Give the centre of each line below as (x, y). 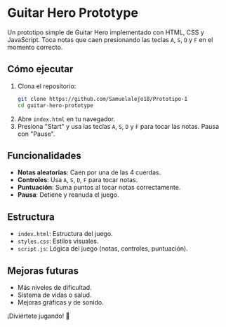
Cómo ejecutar (40, 69)
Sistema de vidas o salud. (54, 295)
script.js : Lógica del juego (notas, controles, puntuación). (102, 249)
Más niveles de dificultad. (55, 287)
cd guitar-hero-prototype (55, 105)
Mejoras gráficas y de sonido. (60, 302)
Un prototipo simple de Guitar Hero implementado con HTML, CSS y (106, 32)
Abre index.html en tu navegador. (66, 119)
